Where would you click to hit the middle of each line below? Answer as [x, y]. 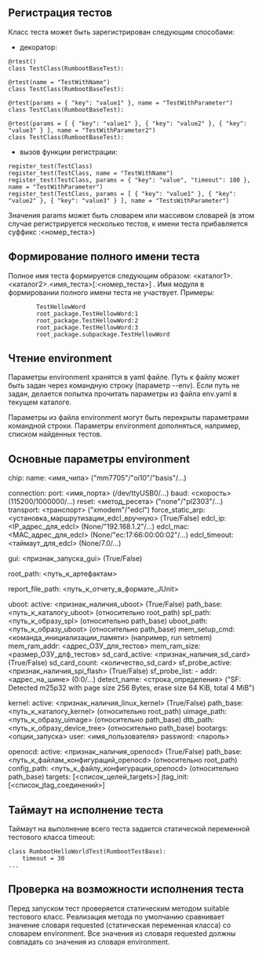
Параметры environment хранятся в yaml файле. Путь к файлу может [124, 378]
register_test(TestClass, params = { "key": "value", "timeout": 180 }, [129, 180]
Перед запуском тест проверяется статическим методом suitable [119, 908]
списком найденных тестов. [55, 434]
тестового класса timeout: [52, 838]
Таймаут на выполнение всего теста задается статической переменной [129, 829]
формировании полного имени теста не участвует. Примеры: [111, 292]
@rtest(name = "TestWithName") [59, 82]
